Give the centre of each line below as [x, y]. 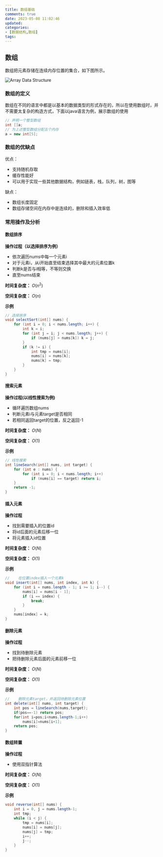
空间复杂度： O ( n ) [23, 296]
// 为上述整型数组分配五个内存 [32, 130]
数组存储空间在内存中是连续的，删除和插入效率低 [61, 208]
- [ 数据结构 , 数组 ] [21, 32]
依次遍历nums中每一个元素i [39, 257]
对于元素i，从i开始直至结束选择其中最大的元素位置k [63, 262]
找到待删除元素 [27, 652]
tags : [10, 37]
